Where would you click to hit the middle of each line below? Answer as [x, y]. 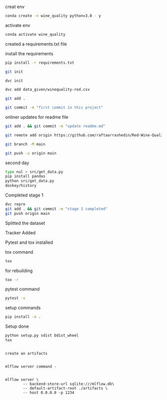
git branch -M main [25, 144]
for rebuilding [19, 271]
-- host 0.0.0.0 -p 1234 [49, 393]
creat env [15, 7]
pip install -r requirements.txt [40, 63]
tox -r [12, 280]
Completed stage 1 [24, 195]
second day [17, 163]
